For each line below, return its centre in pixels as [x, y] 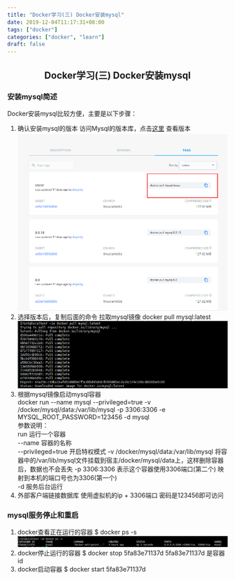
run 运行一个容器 [42, 434]
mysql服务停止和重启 [43, 516]
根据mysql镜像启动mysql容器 [59, 395]
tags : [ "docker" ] [33, 29]
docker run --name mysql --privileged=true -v [84, 402]
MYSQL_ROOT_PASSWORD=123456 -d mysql [83, 417]
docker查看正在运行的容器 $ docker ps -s [77, 532]
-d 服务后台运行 [40, 487]
